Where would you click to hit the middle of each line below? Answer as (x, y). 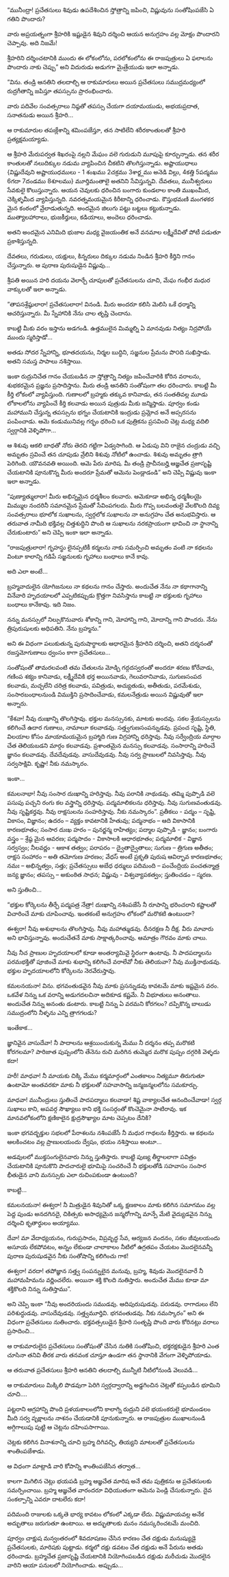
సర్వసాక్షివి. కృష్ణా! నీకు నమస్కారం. (48, 763)
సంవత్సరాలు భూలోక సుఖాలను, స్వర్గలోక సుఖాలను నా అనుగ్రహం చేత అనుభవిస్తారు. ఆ (111, 514)
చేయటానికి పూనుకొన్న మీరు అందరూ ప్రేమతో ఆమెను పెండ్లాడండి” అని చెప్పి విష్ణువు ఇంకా (112, 472)
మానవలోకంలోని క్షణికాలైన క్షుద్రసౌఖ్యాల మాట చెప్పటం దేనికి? (79, 1118)
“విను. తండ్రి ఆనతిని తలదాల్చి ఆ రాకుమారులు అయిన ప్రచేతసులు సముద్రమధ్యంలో (106, 82)
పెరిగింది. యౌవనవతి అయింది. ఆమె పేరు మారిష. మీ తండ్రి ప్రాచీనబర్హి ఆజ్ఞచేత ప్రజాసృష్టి (109, 463)
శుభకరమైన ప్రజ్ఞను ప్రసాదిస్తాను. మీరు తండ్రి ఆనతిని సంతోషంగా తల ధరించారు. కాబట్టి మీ (112, 385)
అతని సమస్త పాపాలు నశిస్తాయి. (45, 361)
